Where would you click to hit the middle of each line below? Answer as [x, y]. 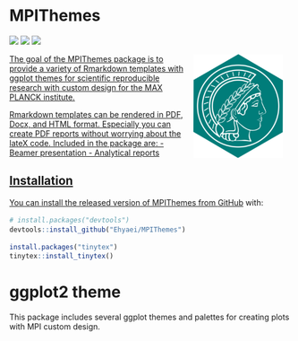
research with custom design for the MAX [86, 87]
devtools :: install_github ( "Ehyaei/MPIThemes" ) [98, 230]
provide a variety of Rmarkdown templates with [96, 68]
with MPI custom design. [55, 327]
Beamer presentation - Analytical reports [85, 153]
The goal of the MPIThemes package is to [86, 58]
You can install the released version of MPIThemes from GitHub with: [136, 202]
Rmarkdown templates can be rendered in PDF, [96, 114]
